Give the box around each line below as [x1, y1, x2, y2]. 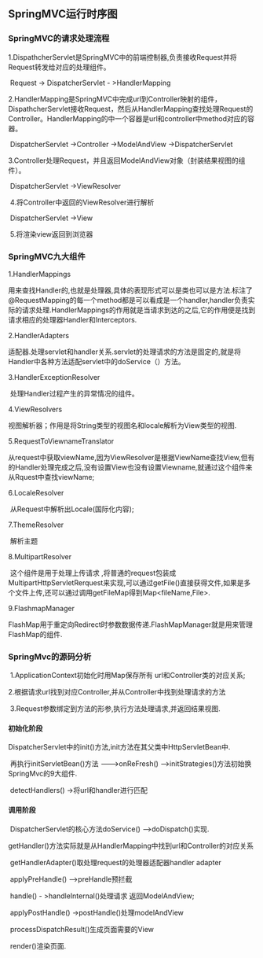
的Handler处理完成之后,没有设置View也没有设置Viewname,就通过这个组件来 [8, 462, 253, 472]
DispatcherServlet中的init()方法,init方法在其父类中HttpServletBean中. [8, 742, 231, 752]
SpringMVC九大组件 [8, 251, 86, 262]
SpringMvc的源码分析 [8, 651, 92, 662]
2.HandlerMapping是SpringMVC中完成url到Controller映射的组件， [8, 94, 222, 104]
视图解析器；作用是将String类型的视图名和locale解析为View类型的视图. [8, 420, 237, 430]
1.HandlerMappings [8, 269, 71, 278]
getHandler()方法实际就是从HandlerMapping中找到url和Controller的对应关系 [8, 841, 254, 850]
